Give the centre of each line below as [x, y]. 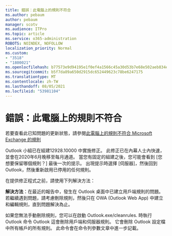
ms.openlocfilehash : [27, 67]
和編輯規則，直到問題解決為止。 [39, 204]
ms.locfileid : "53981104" [33, 91]
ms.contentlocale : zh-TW [32, 82]
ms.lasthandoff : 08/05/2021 [35, 86]
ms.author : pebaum [25, 15]
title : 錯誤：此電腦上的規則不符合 [38, 10]
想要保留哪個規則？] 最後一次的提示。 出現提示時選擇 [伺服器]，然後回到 [81, 163]
